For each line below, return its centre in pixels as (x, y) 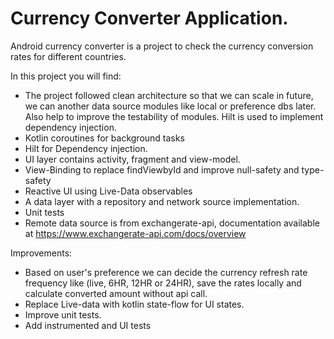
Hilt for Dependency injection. (86, 148)
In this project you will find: (66, 76)
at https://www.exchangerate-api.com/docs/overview (135, 233)
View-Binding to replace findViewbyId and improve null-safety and (162, 169)
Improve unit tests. (63, 314)
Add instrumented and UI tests (88, 325)
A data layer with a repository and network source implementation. (162, 201)
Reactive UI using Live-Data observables (108, 191)
